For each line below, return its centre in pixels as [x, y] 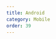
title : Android [26, 13]
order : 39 [19, 26]
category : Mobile [28, 19]
